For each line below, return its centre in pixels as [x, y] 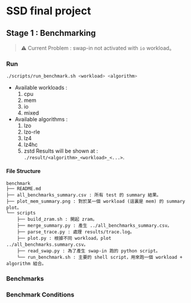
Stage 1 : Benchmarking [51, 33]
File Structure [23, 171]
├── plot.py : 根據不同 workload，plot [64, 239]
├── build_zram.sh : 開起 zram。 [57, 219]
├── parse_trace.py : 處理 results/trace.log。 [76, 232]
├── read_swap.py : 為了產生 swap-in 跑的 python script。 [89, 251]
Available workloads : [41, 88]
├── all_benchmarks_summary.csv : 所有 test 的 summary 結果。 [84, 195]
